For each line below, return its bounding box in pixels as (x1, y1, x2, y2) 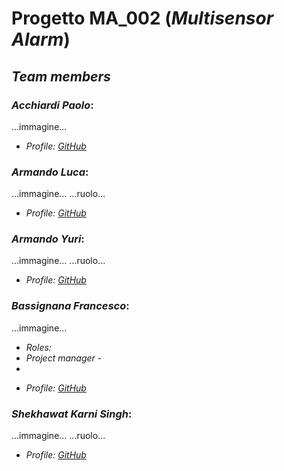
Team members (11, 68, 111, 85)
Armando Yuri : (11, 232, 85, 246)
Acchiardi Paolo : (11, 98, 94, 112)
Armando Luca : (11, 165, 89, 179)
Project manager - (25, 352, 103, 364)
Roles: (25, 341, 52, 353)
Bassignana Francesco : (11, 299, 130, 313)
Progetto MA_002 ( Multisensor (11, 7, 274, 30)
